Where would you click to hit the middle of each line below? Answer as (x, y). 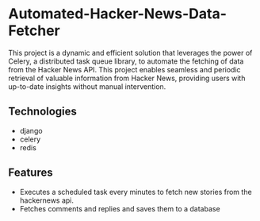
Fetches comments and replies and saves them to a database (120, 208)
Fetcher (34, 31)
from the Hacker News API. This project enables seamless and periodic (124, 69)
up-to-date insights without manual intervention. (87, 86)
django (31, 130)
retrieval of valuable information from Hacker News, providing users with (127, 78)
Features (31, 173)
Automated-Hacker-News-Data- (118, 14)
